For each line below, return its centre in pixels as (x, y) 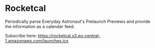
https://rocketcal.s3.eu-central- (69, 36)
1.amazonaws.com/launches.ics (37, 40)
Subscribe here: (21, 36)
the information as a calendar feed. (40, 26)
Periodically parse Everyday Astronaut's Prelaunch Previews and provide (78, 21)
